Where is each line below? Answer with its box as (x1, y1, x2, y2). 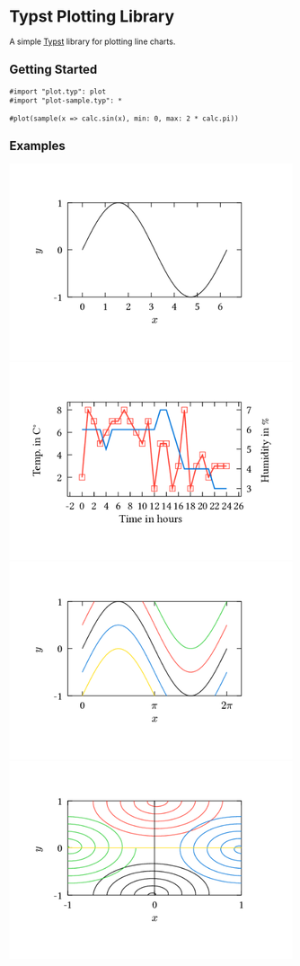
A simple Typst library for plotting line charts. (9, 36, 176, 47)
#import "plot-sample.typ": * (9, 96, 123, 105)
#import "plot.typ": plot (9, 87, 106, 96)
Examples (9, 138, 66, 154)
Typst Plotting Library (9, 6, 175, 27)
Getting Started (9, 62, 98, 77)
